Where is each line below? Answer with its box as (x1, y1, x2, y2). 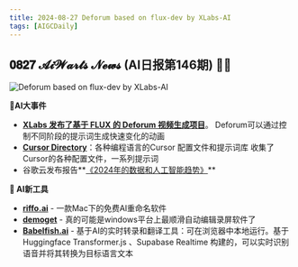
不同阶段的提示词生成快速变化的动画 (30, 131, 165, 142)
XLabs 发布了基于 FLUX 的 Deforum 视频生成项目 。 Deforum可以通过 (22, 119, 279, 131)
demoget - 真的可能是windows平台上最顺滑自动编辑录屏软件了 (22, 214, 257, 226)
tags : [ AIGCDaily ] (9, 22, 78, 31)
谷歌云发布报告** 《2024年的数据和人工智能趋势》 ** (22, 164, 216, 176)
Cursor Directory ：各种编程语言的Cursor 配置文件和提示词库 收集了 (22, 142, 275, 153)
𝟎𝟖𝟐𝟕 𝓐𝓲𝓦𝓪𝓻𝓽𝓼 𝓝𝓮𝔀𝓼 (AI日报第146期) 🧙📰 (9, 57, 232, 72)
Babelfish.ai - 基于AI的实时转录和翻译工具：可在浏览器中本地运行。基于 (22, 226, 290, 236)
